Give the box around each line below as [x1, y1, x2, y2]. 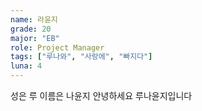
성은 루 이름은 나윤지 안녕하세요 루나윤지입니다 [10, 90, 193, 101]
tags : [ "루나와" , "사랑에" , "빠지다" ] [10, 52, 153, 62]
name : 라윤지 [10, 14, 58, 25]
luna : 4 [10, 61, 43, 71]
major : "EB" [10, 33, 60, 43]
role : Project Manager [10, 42, 105, 53]
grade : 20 [10, 24, 52, 34]
